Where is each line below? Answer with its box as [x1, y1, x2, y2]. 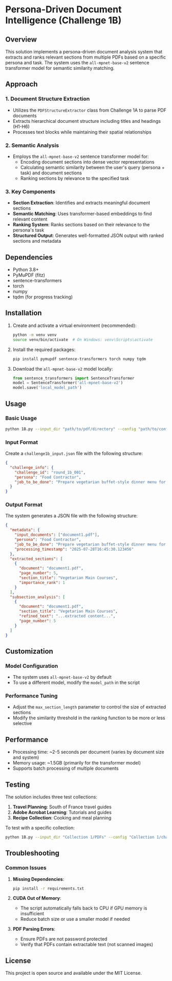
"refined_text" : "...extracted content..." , [18, 613, 116, 619]
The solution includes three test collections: [5, 794, 97, 800]
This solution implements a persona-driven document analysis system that [5, 49, 163, 55]
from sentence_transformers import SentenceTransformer [12, 375, 135, 381]
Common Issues [5, 864, 47, 871]
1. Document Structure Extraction [5, 95, 90, 102]
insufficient [20, 911, 45, 917]
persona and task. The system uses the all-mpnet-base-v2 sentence [5, 60, 149, 65]
